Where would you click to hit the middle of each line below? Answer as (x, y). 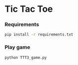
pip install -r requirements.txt (39, 35)
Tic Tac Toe (29, 9)
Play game (18, 47)
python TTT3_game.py (26, 58)
